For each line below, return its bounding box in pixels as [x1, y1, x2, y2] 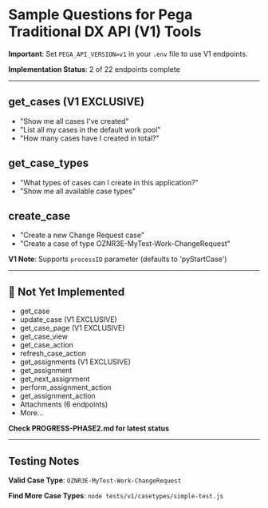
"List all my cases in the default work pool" [19, 125, 161, 134]
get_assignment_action [19, 391, 96, 401]
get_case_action [19, 340, 73, 350]
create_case [8, 209, 71, 223]
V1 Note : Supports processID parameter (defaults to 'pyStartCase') [8, 254, 227, 264]
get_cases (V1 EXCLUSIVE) [8, 95, 145, 109]
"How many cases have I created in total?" [19, 133, 160, 143]
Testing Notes [8, 454, 80, 468]
